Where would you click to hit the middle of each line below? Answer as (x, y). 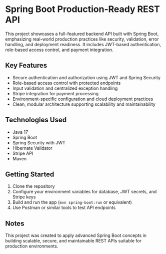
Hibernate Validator (32, 148)
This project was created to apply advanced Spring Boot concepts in (76, 235)
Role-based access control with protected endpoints (66, 83)
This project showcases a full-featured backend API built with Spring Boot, (82, 34)
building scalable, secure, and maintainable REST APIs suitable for (73, 241)
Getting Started (30, 174)
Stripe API (23, 153)
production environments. (32, 246)
